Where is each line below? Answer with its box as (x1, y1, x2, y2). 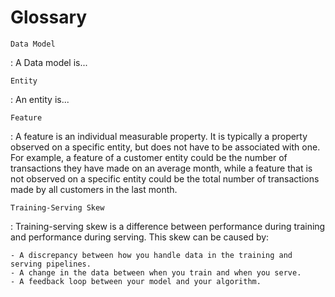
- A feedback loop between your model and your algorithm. (10, 276, 262, 286)
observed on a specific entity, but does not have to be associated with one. (10, 141, 321, 153)
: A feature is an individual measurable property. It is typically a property (10, 130, 308, 142)
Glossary (10, 6, 88, 29)
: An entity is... (10, 93, 70, 105)
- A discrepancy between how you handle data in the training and (10, 250, 293, 260)
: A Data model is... (10, 56, 88, 68)
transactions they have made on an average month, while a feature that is (10, 162, 313, 174)
